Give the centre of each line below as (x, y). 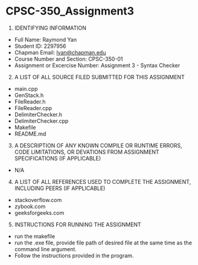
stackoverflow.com (38, 200)
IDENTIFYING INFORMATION (50, 28)
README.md (30, 134)
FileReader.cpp (33, 108)
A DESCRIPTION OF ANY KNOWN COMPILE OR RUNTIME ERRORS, (98, 145)
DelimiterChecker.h (38, 114)
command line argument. (45, 249)
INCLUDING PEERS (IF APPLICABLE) (60, 188)
